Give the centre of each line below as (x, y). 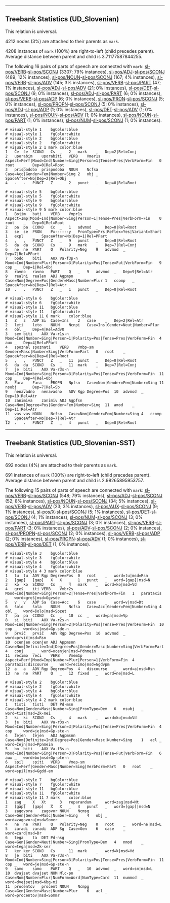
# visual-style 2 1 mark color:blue (44, 147)
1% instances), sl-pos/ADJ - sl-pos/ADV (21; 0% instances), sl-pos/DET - (80, 88)
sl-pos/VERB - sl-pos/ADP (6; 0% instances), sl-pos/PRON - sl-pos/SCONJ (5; (85, 98)
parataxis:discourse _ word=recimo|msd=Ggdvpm (57, 664)
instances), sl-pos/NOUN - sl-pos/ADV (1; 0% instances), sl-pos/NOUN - (79, 115)
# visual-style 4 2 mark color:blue (44, 700)
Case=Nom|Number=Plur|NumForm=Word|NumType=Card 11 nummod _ (74, 878)
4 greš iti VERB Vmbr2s (39, 589)
